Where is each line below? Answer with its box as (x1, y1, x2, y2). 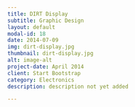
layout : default (7, 23, 55, 30)
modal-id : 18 (7, 30, 46, 38)
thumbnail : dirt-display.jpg (7, 50, 94, 57)
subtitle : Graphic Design (7, 17, 84, 24)
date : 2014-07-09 (7, 37, 59, 44)
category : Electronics (7, 76, 75, 84)
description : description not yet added (7, 83, 129, 90)
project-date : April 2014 (7, 63, 84, 70)
